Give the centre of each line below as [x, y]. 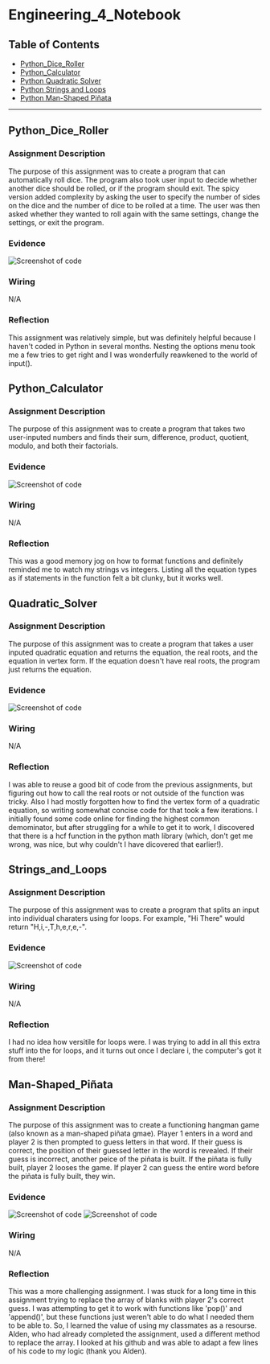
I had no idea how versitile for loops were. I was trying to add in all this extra [134, 1042]
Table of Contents [54, 45]
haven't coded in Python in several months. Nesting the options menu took [132, 346]
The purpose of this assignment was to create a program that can [117, 171]
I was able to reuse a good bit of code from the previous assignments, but [131, 784]
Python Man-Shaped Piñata [65, 98]
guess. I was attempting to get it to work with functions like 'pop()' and [125, 1308]
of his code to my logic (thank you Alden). [78, 1351]
